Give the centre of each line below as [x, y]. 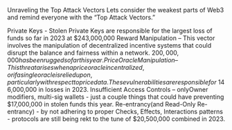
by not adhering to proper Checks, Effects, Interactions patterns [132, 111]
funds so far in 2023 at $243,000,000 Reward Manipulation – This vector [111, 38]
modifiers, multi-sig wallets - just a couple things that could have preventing [116, 97]
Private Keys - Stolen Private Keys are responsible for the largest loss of [110, 31]
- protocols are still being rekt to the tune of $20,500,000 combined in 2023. [116, 119]
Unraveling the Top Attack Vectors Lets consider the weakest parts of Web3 [116, 10]
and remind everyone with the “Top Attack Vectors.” [81, 17]
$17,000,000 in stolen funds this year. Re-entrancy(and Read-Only [101, 104]
